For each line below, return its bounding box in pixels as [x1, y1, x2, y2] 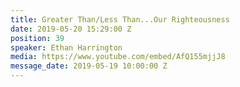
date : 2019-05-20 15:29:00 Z [10, 24, 132, 34]
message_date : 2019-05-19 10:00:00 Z [10, 61, 168, 71]
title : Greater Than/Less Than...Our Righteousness [10, 14, 230, 25]
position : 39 [10, 33, 65, 43]
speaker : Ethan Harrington [10, 42, 123, 53]
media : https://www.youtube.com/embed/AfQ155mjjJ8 [10, 52, 226, 62]
